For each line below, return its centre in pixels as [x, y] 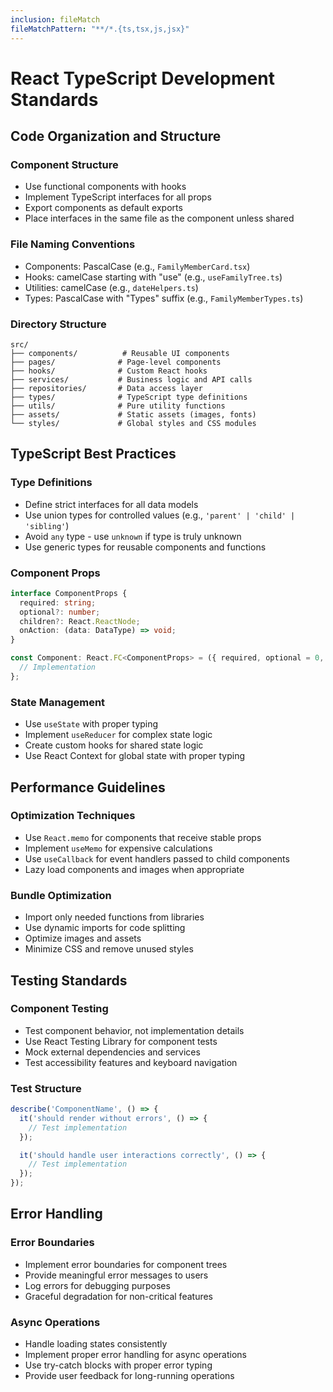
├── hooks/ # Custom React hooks [109, 371]
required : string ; [58, 602]
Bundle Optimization [61, 895]
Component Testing [59, 1009]
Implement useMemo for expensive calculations [118, 848]
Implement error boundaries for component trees [126, 1264]
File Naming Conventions [73, 244]
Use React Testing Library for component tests [121, 1041]
